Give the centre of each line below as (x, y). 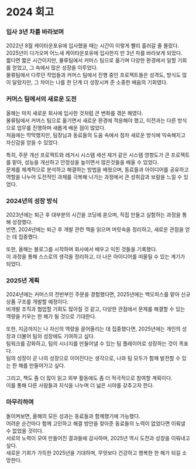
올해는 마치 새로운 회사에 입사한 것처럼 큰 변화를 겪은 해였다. (75, 113)
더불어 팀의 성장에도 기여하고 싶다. (56, 336)
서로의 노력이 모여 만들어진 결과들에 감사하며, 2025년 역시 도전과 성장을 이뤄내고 (98, 438)
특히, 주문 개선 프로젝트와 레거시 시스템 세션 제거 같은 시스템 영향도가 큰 (88, 155)
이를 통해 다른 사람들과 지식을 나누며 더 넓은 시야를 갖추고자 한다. (80, 386)
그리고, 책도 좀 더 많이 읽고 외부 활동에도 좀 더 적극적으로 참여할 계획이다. (89, 378)
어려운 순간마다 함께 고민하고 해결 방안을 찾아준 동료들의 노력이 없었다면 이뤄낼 (96, 423)
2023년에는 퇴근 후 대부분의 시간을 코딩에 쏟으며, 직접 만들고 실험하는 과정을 (94, 215)
